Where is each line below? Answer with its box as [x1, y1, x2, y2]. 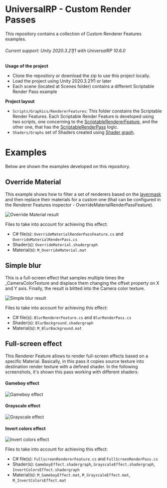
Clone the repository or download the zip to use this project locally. [12, 73, 151, 79]
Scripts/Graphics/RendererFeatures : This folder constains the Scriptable [12, 108, 162, 114]
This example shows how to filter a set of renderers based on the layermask [5, 191, 161, 197]
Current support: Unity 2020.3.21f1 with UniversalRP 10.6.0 [5, 48, 126, 54]
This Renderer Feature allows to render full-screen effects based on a [5, 353, 149, 359]
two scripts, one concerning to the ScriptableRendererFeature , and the [12, 119, 158, 125]
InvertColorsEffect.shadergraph [12, 467, 80, 472]
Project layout [5, 99, 35, 105]
